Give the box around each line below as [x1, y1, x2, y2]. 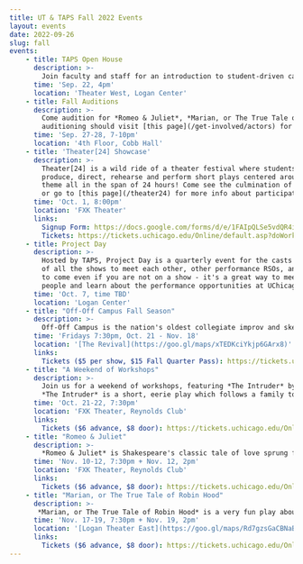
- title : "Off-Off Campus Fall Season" [25, 306, 176, 315]
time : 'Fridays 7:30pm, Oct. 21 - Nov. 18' [32, 332, 200, 341]
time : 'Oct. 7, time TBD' [32, 289, 131, 298]
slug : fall [9, 38, 50, 48]
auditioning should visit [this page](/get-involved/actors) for [41, 123, 293, 132]
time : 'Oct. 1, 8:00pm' [32, 197, 124, 207]
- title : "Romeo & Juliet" [25, 432, 127, 441]
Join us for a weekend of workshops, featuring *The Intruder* [41, 382, 284, 391]
